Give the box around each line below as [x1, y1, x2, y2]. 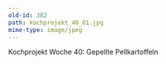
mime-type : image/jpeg [8, 26, 83, 34]
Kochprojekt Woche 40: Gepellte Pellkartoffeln [8, 48, 159, 57]
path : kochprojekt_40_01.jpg [8, 19, 104, 27]
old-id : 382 [8, 11, 47, 20]
